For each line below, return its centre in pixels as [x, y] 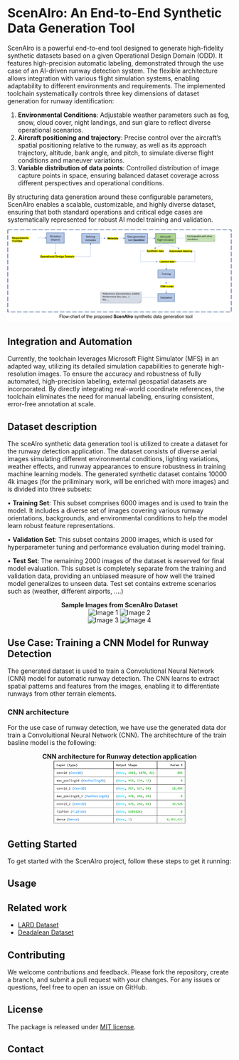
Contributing [36, 955]
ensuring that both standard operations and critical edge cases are [105, 212]
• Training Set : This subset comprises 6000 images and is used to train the [118, 503]
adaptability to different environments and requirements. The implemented [116, 86]
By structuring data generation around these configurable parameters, [110, 197]
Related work [37, 908]
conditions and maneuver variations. [71, 160]
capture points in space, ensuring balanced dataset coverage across [118, 175]
